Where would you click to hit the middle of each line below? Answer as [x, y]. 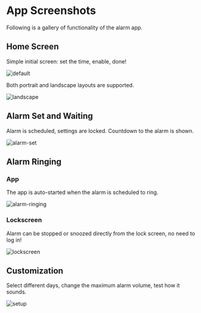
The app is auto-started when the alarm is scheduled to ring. [82, 192]
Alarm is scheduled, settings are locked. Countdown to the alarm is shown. [100, 131]
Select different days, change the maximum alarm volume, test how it [93, 286]
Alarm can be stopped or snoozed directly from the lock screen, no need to [101, 233]
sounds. [16, 292]
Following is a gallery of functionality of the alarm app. [75, 27]
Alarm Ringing [34, 161]
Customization [35, 271]
